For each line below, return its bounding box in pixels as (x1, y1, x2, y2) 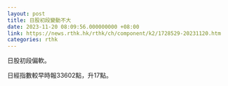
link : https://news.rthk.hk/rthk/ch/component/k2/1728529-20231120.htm (7, 29, 221, 37)
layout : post (7, 10, 46, 17)
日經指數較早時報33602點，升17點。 (7, 71, 112, 80)
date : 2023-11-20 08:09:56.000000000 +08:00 (7, 23, 140, 30)
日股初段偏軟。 (7, 57, 51, 65)
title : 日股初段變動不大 (7, 17, 72, 24)
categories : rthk (7, 36, 58, 43)
